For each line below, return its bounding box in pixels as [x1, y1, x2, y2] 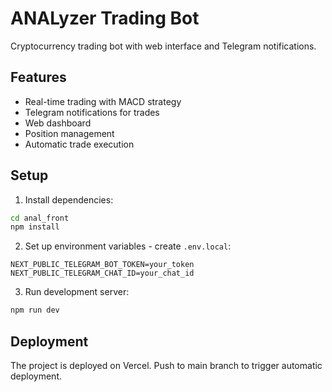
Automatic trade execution [24, 138, 135, 150]
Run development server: [24, 286, 130, 298]
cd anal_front [10, 213, 70, 223]
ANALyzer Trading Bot [10, 7, 200, 30]
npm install [10, 222, 60, 232]
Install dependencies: [24, 193, 114, 206]
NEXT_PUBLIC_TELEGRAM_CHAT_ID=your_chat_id [10, 268, 195, 279]
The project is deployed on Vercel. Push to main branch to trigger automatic [10, 360, 323, 371]
